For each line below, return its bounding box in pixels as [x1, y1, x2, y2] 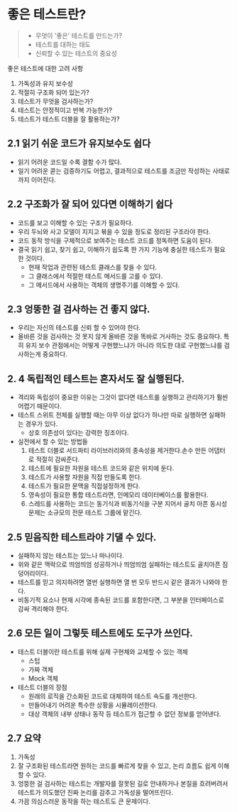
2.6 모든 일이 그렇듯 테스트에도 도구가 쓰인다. [7, 627, 193, 640]
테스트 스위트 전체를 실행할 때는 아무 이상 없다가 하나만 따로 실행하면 [17, 411, 207, 419]
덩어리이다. [17, 569, 49, 577]
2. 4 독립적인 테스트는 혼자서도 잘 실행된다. [7, 373, 185, 385]
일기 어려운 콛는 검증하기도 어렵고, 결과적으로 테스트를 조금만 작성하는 [17, 166, 211, 175]
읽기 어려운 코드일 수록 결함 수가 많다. [17, 158, 122, 166]
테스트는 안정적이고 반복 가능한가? [17, 106, 112, 114]
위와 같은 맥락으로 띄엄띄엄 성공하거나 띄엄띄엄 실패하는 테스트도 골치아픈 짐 [17, 560, 228, 569]
